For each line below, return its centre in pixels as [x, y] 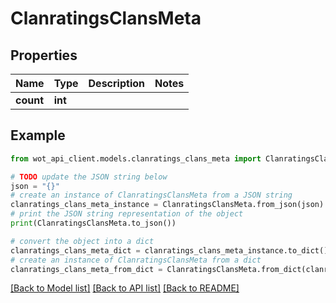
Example [38, 135]
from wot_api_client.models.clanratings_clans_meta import [136, 158]
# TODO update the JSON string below [89, 177]
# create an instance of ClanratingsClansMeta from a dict [136, 260]
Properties [44, 55]
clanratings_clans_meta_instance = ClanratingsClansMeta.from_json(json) [167, 205]
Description [116, 83]
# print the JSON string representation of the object [127, 214]
